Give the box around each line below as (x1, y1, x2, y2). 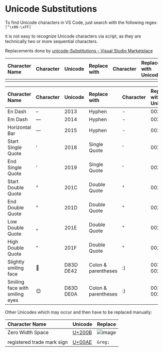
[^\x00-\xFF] (5, 24, 32, 30)
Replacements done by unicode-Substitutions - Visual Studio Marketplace (5, 48, 153, 54)
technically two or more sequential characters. (5, 38, 98, 44)
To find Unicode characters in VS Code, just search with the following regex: (5, 19, 158, 25)
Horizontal (7, 124, 32, 130)
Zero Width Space (7, 329, 49, 335)
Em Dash (7, 116, 28, 123)
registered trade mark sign (7, 338, 68, 345)
